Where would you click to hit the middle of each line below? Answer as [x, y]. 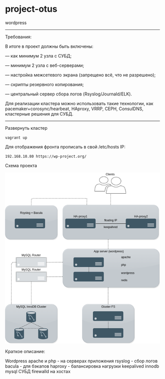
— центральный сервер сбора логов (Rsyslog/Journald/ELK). [69, 94]
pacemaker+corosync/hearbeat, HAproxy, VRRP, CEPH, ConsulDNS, [74, 109]
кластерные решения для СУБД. [39, 114]
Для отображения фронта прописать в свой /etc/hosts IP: [65, 146]
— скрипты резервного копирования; [45, 84]
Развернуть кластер [26, 128]
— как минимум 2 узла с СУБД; [39, 56]
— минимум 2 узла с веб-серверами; [45, 65]
